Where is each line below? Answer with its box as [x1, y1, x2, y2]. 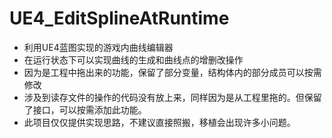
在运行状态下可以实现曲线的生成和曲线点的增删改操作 [23, 53, 244, 66]
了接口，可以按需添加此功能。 [23, 103, 147, 116]
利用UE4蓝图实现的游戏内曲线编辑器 [23, 41, 174, 53]
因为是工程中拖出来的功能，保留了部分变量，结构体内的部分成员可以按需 [23, 66, 322, 78]
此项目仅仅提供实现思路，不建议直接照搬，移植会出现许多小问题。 [23, 116, 296, 128]
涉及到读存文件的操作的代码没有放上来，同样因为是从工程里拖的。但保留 [23, 91, 322, 103]
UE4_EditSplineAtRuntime [9, 7, 230, 30]
